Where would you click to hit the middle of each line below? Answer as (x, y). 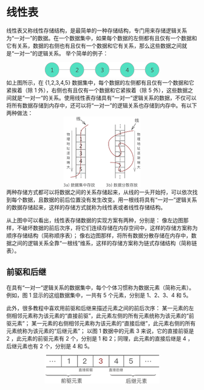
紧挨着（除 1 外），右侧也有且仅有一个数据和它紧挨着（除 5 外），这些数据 (97, 90)
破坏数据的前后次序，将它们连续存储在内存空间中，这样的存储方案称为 (110, 228)
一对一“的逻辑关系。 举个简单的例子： (61, 53)
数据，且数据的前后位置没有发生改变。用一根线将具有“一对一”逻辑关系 (110, 200)
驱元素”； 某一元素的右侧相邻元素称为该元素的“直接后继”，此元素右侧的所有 (101, 324)
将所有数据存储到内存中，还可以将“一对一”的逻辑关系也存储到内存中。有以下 (102, 105)
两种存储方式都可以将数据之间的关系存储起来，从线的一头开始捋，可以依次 (99, 192)
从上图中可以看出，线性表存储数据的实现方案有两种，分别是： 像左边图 (95, 220)
